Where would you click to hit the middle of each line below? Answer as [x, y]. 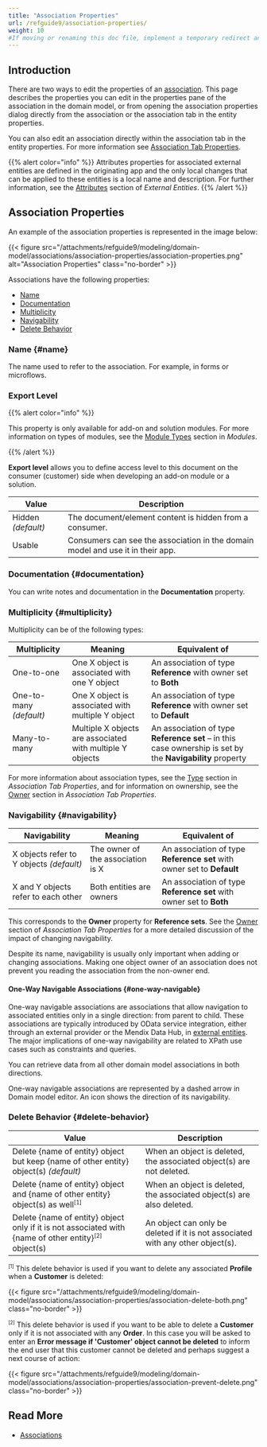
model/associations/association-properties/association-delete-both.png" [128, 1301]
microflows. [27, 375]
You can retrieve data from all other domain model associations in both [124, 1064]
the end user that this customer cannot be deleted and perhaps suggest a [129, 1350]
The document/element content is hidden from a [158, 518]
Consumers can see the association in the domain [161, 540]
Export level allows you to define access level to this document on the [123, 468]
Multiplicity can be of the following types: [76, 630]
